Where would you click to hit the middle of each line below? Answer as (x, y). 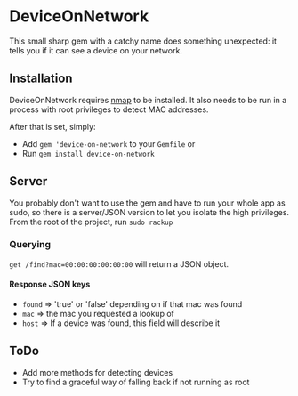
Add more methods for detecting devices (97, 372)
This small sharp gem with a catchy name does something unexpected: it (143, 41)
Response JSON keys (50, 284)
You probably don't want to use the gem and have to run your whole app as (148, 203)
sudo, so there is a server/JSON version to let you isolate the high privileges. (149, 212)
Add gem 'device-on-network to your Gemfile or (109, 143)
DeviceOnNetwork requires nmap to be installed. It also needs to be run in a (148, 100)
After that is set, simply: (52, 126)
